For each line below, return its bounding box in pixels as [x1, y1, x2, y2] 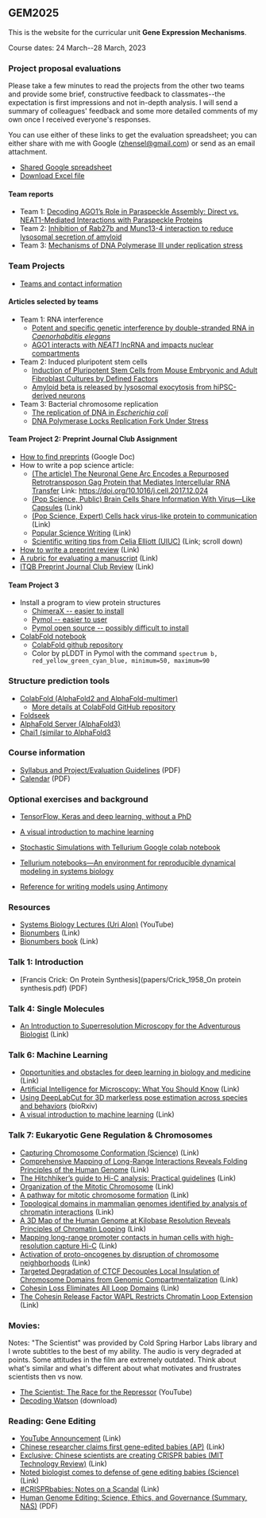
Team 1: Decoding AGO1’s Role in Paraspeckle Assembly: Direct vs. [19, 207, 239, 217]
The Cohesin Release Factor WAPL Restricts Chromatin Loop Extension [19, 1291, 253, 1301]
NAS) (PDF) [19, 1501, 58, 1511]
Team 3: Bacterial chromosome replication [19, 399, 159, 408]
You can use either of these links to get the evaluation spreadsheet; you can [8, 131, 257, 140]
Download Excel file [19, 171, 85, 181]
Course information [8, 747, 86, 759]
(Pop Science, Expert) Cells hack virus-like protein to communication [31, 511, 257, 521]
